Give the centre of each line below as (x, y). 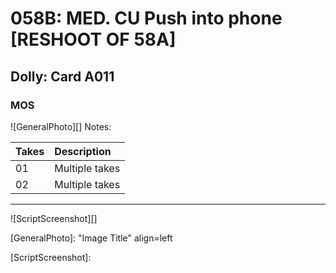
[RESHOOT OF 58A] (93, 39)
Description (83, 151)
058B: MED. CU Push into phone (146, 18)
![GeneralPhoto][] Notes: (61, 126)
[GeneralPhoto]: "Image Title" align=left (91, 238)
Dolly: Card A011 (62, 76)
